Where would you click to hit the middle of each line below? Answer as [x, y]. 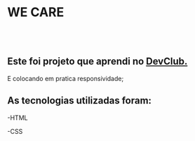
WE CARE [36, 12]
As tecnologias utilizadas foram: [80, 100]
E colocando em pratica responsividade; [66, 78]
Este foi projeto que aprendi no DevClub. [97, 62]
